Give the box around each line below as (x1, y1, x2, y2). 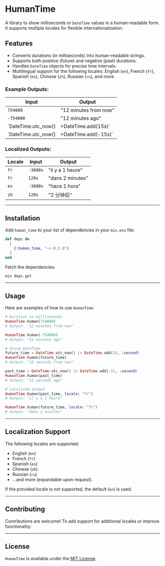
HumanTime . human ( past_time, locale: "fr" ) (5, 391, 93, 396)
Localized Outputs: (5, 146, 52, 152)
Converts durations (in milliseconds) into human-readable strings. (12, 52, 145, 58)
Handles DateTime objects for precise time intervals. (12, 63, 117, 69)
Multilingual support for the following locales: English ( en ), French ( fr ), (12, 68, 155, 74)
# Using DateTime (5, 346, 41, 351)
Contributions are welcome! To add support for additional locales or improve (5, 518, 160, 524)
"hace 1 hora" (48, 183, 81, 189)
